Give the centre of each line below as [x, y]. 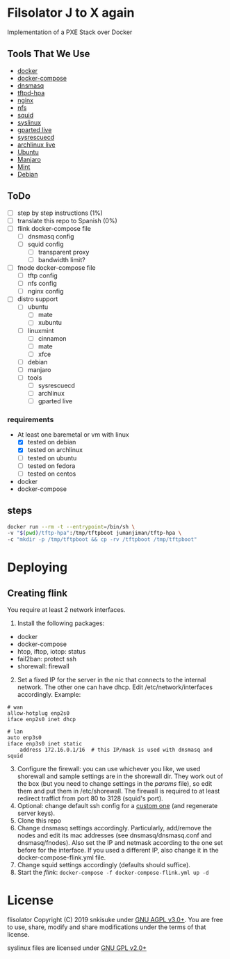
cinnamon [52, 338]
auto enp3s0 [24, 738]
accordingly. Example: [49, 695]
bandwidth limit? [61, 259]
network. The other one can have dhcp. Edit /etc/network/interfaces [115, 687]
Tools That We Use [49, 54]
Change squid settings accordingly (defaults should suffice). [104, 865]
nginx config [46, 291]
